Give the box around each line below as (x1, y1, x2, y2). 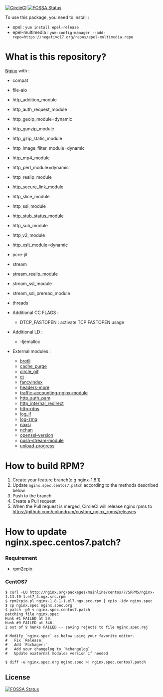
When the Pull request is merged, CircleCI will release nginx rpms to (12, 503, 153, 509)
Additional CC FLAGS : (12, 310, 59, 316)
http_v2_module (12, 232, 45, 238)
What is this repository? (5, 51, 107, 62)
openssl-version (19, 432, 54, 438)
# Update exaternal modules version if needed (5, 651, 108, 656)
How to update (5, 526, 67, 538)
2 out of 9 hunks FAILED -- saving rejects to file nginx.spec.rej (5, 625, 149, 630)
